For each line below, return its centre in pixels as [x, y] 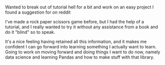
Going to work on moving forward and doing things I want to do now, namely [83, 52]
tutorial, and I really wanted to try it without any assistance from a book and [82, 27]
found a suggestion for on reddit [38, 12]
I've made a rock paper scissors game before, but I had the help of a [75, 22]
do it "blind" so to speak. [30, 32]
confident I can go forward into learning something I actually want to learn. [81, 47]
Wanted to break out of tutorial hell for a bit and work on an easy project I [79, 7]
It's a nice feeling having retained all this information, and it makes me [76, 42]
